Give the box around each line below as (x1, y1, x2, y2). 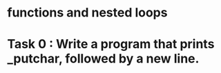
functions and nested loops (7, 5, 168, 21)
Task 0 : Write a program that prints (7, 36, 215, 52)
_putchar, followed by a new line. (7, 51, 200, 67)
